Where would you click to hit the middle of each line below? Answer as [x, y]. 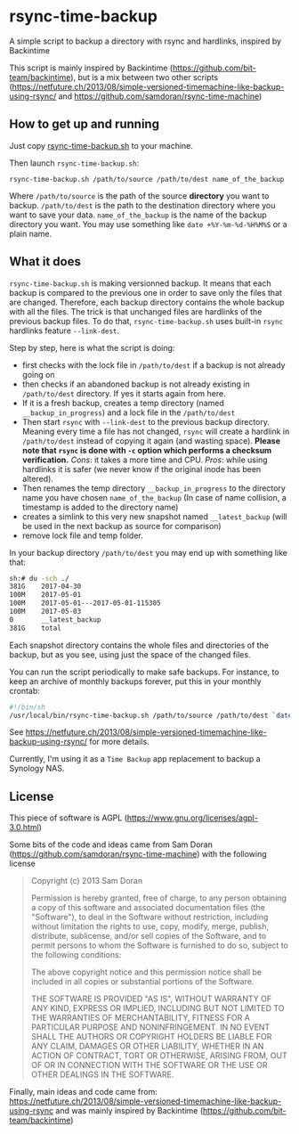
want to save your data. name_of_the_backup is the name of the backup [138, 215]
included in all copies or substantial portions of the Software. [142, 982]
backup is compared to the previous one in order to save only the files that [146, 292]
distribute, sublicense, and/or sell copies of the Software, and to [149, 936]
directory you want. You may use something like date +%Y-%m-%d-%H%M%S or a [148, 224]
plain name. [31, 233]
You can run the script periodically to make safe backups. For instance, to [144, 672]
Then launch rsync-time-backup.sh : [74, 163]
